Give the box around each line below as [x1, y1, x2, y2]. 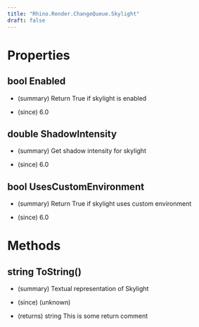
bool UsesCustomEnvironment [7, 180, 145, 192]
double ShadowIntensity [7, 128, 117, 140]
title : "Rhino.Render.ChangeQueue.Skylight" [7, 10, 140, 18]
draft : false [7, 17, 46, 24]
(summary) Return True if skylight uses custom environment [17, 199, 192, 208]
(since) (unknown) [17, 298, 71, 307]
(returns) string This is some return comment [17, 311, 148, 321]
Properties [7, 47, 70, 63]
